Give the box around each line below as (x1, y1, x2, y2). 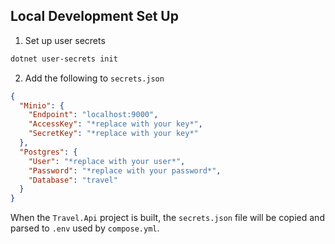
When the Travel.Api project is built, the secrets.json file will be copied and (10, 212, 325, 224)
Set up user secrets (24, 34, 106, 46)
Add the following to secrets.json (24, 72, 165, 84)
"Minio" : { (19, 100, 65, 111)
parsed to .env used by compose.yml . (10, 222, 160, 234)
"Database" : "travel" (28, 175, 118, 185)
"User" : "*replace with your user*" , (28, 156, 186, 166)
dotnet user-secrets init (10, 54, 118, 64)
